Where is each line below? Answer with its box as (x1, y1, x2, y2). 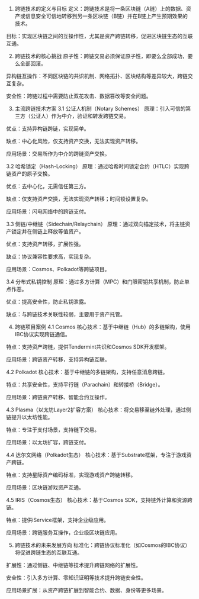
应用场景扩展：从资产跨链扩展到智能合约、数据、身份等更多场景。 (6, 587, 167, 594)
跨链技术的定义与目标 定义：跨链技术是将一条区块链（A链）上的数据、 (14, 5, 187, 12)
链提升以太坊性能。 (6, 414, 53, 420)
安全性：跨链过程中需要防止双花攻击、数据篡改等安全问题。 (6, 92, 152, 99)
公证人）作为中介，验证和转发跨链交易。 (30, 112, 129, 120)
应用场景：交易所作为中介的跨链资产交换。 (6, 150, 110, 157)
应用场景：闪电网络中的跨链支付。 (6, 208, 89, 215)
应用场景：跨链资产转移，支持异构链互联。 (6, 356, 110, 363)
